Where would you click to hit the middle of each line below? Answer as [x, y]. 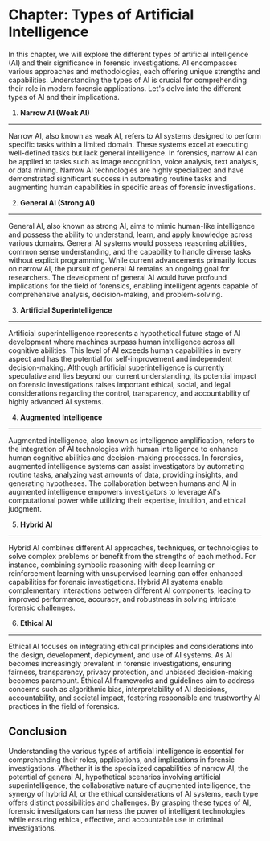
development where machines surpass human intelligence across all [121, 342]
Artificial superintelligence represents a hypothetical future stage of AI [125, 333]
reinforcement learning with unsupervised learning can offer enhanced [125, 573]
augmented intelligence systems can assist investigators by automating [127, 466]
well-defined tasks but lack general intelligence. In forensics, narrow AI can [133, 153]
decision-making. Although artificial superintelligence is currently [117, 367]
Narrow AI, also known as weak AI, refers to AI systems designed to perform [135, 135]
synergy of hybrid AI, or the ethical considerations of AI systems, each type [133, 793]
